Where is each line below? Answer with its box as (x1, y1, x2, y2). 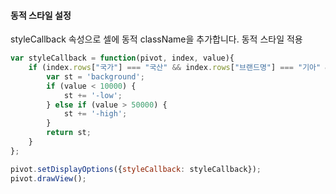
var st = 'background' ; (46, 71, 145, 82)
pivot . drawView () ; (10, 173, 87, 184)
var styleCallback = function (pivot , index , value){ (10, 53, 235, 64)
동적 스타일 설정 (10, 9, 72, 21)
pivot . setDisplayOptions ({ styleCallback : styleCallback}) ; (10, 164, 262, 174)
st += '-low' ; (63, 90, 123, 100)
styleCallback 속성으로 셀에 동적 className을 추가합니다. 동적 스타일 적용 (10, 33, 303, 45)
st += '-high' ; (63, 109, 128, 119)
